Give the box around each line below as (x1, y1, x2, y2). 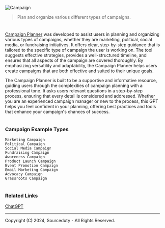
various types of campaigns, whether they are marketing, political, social (5, 37, 152, 43)
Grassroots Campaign (5, 176, 48, 181)
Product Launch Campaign (5, 159, 56, 164)
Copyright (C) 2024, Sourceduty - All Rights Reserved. (5, 218, 115, 224)
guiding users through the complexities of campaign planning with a (5, 83, 143, 88)
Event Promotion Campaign (5, 163, 58, 168)
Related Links (5, 192, 38, 199)
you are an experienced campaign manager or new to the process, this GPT (5, 98, 159, 104)
